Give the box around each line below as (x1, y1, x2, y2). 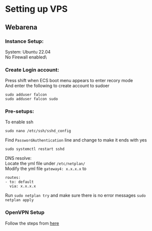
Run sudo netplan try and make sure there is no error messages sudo (5, 193, 146, 199)
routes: (5, 175, 21, 180)
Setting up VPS (5, 3, 68, 15)
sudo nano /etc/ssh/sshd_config (5, 129, 71, 134)
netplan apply (5, 198, 34, 202)
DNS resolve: (5, 155, 32, 161)
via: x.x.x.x (9, 184, 36, 189)
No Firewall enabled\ (5, 54, 47, 60)
